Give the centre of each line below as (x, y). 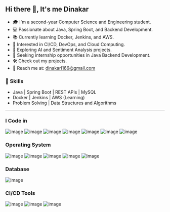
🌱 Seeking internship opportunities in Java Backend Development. (81, 55)
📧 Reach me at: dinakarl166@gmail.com (54, 68)
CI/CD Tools (20, 193)
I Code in (16, 121)
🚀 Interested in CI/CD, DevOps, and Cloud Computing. (69, 44)
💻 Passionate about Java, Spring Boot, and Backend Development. (83, 29)
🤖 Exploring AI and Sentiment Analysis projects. (62, 50)
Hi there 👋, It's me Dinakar (47, 9)
